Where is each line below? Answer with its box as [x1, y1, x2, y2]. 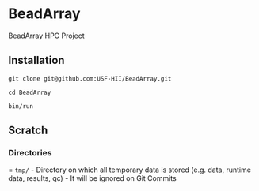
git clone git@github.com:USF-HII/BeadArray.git [8, 74, 172, 83]
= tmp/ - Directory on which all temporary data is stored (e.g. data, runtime [8, 165, 252, 174]
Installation [8, 54, 65, 67]
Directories [8, 148, 52, 159]
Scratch [8, 124, 48, 137]
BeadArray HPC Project [8, 31, 85, 40]
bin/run [8, 102, 34, 110]
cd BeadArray [8, 88, 51, 96]
